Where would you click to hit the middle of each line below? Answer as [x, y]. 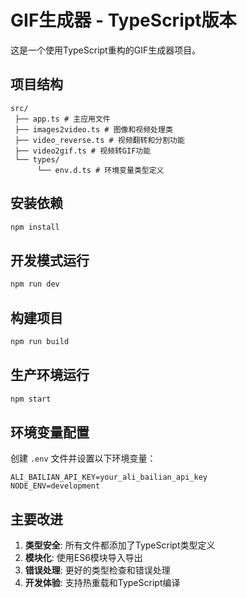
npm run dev [35, 284]
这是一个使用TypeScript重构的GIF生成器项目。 [106, 50]
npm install [35, 227]
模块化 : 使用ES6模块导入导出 [83, 558]
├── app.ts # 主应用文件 [62, 119]
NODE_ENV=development [55, 486]
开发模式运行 [50, 260]
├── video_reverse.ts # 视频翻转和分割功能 [99, 140]
